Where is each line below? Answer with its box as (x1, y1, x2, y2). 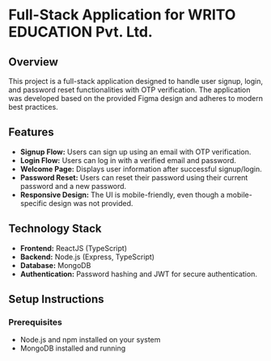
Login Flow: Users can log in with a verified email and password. (19, 155, 237, 165)
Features (8, 125, 54, 139)
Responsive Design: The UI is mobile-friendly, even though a (19, 190, 225, 199)
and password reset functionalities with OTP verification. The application (8, 85, 251, 94)
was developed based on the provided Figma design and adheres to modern (8, 94, 263, 103)
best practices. (8, 103, 58, 111)
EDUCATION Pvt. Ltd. (8, 23, 154, 41)
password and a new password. (19, 181, 127, 191)
